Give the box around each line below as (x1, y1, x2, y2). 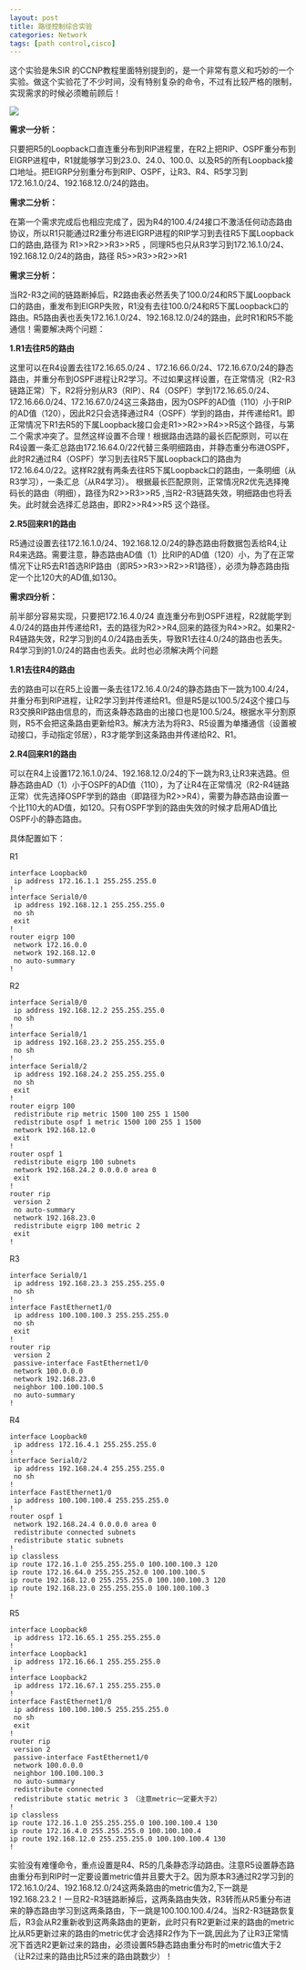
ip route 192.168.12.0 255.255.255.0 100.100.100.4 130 (9, 1834, 226, 1844)
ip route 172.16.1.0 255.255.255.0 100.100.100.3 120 (9, 1560, 219, 1569)
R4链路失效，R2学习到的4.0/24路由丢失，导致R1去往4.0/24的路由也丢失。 (9, 634, 288, 645)
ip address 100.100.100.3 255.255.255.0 (13, 1311, 169, 1320)
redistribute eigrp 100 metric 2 (13, 1222, 141, 1231)
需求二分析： (9, 197, 57, 208)
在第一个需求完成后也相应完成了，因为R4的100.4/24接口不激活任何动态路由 (9, 216, 293, 228)
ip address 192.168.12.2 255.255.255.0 (13, 1006, 166, 1016)
